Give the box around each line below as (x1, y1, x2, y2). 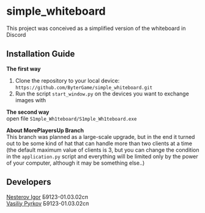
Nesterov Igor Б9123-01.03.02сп (6, 193, 89, 200)
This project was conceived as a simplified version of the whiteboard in (6, 24, 186, 32)
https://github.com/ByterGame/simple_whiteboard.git (15, 84, 153, 91)
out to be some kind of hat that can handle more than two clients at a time (6, 140, 193, 147)
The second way (6, 108, 50, 116)
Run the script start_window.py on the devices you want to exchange (15, 90, 190, 97)
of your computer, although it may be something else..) (6, 159, 145, 166)
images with (15, 96, 47, 103)
